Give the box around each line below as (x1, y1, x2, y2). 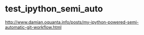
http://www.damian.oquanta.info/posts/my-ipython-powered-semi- (5, 19, 139, 25)
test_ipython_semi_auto (5, 3, 103, 14)
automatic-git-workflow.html (5, 24, 62, 30)
